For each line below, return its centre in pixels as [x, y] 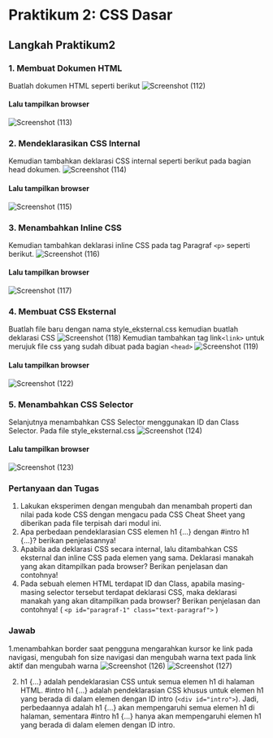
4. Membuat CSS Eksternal [62, 312]
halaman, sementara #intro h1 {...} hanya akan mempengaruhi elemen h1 [141, 716]
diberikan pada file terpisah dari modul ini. [91, 523]
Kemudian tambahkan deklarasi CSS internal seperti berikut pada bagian [130, 161]
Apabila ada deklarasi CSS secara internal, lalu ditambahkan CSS [129, 549]
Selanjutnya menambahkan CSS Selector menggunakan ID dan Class [124, 422]
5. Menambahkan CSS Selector [71, 404]
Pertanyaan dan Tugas [54, 488]
